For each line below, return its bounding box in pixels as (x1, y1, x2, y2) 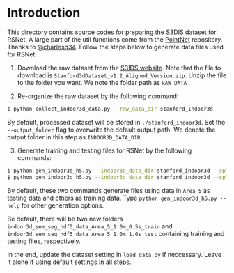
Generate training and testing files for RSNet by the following (17, 146, 192, 155)
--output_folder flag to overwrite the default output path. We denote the (7, 125, 216, 134)
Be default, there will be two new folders (7, 214, 123, 223)
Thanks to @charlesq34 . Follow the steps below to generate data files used (7, 42, 224, 51)
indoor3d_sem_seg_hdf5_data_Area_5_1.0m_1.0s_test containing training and (7, 229, 225, 237)
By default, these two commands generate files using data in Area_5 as (7, 186, 210, 194)
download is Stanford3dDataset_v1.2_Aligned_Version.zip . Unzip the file (17, 71, 227, 79)
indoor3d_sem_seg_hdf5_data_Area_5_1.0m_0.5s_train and (7, 221, 173, 231)
